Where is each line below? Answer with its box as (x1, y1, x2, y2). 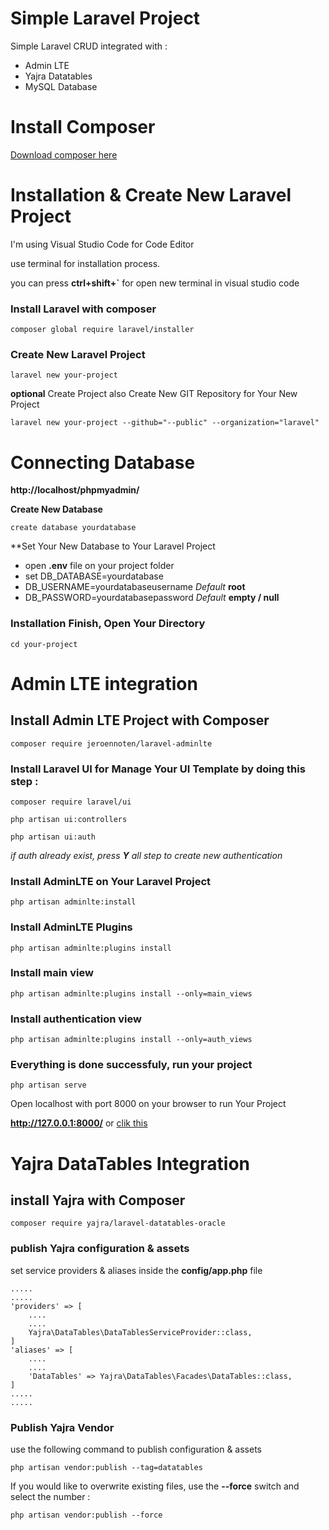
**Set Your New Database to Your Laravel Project (10, 540, 216, 552)
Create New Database (10, 503, 103, 516)
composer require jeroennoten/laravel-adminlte (10, 738, 213, 749)
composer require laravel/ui (10, 797, 132, 807)
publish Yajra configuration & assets (10, 1242, 190, 1256)
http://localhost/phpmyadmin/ (10, 484, 140, 496)
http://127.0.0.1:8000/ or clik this (10, 1117, 148, 1129)
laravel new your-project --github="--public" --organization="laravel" (10, 418, 320, 428)
